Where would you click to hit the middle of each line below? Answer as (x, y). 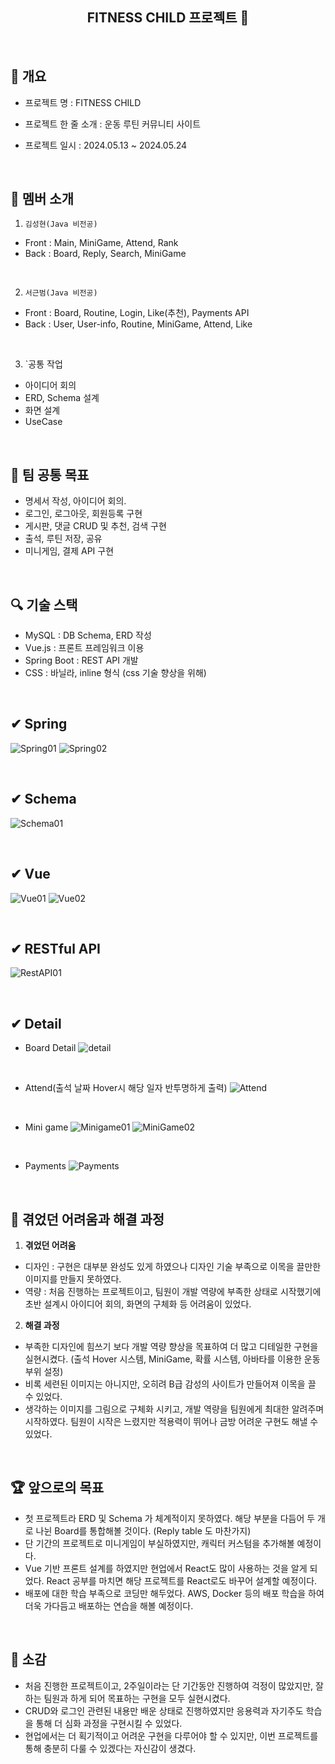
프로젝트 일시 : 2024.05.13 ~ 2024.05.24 (106, 145)
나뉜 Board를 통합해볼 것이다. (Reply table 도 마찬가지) (143, 1530)
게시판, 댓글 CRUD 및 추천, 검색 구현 (95, 526)
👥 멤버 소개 (42, 199)
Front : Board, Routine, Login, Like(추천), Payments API (137, 313)
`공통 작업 (43, 364)
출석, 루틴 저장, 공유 (63, 539)
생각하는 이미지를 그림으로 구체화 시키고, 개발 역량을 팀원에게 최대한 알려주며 (174, 1409)
